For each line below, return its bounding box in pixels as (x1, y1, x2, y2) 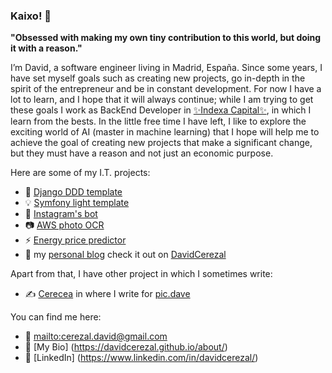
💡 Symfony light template (24, 197, 130, 209)
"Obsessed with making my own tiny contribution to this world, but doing (10, 32, 322, 44)
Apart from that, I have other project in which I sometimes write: (10, 268, 273, 280)
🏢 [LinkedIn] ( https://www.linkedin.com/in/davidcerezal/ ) (24, 352, 259, 364)
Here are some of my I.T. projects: (10, 167, 151, 179)
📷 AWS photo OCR (24, 219, 105, 231)
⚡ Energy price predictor (24, 234, 127, 246)
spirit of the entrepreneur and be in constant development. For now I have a (10, 83, 322, 95)
